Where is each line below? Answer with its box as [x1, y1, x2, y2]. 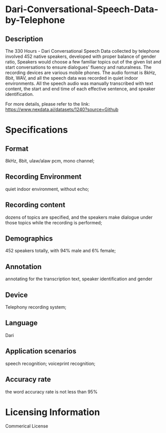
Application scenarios [5, 347, 77, 356]
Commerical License [5, 423, 48, 429]
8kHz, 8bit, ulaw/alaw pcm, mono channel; [5, 158, 95, 163]
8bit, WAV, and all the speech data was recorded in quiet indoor [5, 75, 139, 81]
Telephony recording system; [5, 304, 67, 310]
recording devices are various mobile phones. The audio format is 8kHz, [5, 70, 156, 76]
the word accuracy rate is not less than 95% [5, 388, 98, 394]
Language [5, 319, 38, 327]
